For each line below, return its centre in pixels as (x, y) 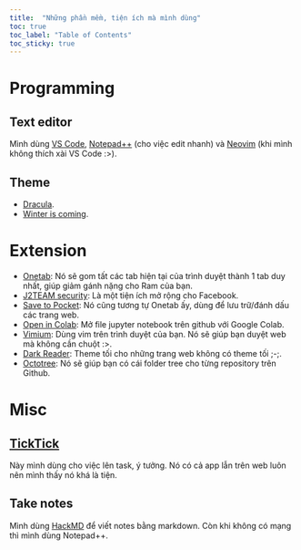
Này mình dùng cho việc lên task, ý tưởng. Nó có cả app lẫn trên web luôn (148, 465)
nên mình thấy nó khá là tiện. (64, 475)
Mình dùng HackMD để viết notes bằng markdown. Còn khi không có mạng (150, 525)
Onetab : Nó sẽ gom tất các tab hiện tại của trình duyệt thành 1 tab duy (154, 276)
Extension (48, 251)
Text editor (41, 122)
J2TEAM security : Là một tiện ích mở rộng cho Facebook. (130, 296)
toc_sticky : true (42, 43)
